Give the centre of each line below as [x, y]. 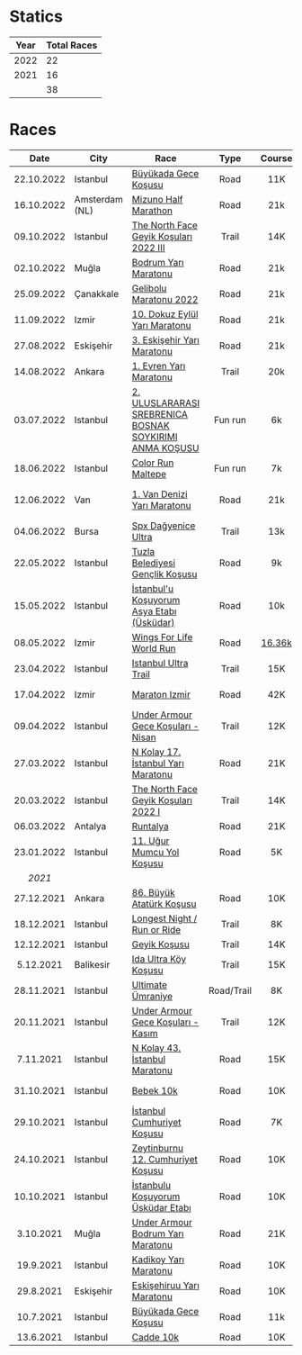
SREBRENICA [160, 414]
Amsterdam [99, 199]
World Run [154, 648]
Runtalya [150, 826]
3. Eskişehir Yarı [165, 339]
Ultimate [150, 985]
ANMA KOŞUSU [165, 447]
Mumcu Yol [155, 852]
